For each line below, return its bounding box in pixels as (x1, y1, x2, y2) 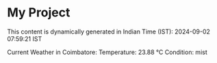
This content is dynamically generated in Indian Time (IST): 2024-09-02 (7, 27, 211, 36)
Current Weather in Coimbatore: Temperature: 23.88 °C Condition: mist (7, 48, 207, 56)
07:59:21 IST (7, 34, 42, 42)
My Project (7, 5, 71, 21)
